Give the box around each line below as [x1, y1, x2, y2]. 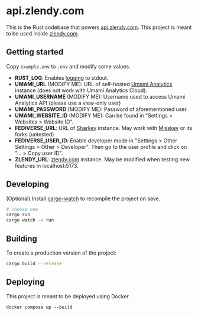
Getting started [6, 47, 64, 57]
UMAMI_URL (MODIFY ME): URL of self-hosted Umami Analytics [14, 80, 173, 87]
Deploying [6, 277, 45, 287]
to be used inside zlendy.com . [6, 30, 80, 37]
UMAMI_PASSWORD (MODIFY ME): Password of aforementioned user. [14, 105, 188, 113]
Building [6, 233, 37, 243]
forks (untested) [14, 131, 54, 138]
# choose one [6, 206, 38, 212]
